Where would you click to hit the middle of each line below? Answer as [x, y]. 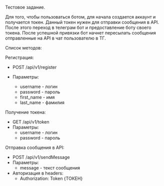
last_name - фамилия [42, 102]
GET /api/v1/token [31, 122]
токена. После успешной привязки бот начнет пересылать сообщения [81, 33]
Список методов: [23, 48]
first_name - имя [37, 97]
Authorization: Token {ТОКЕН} [51, 178]
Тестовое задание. [25, 7]
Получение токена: [25, 112]
